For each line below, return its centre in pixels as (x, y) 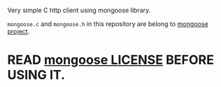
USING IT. (36, 75)
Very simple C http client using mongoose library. (79, 10)
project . (19, 31)
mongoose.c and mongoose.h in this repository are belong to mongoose (108, 24)
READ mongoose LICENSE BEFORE (111, 60)
